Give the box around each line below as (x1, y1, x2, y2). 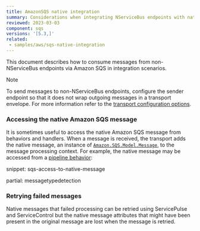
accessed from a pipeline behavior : (6, 154, 93, 161)
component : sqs (6, 25, 44, 32)
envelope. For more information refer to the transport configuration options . (6, 100, 192, 107)
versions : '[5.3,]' (6, 31, 55, 37)
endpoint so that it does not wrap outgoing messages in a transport (6, 93, 171, 101)
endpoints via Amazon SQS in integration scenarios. (39, 64, 167, 71)
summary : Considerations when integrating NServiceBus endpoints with (6, 14, 185, 20)
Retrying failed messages (6, 192, 82, 200)
